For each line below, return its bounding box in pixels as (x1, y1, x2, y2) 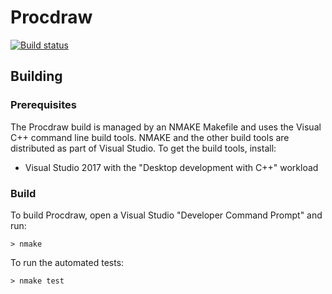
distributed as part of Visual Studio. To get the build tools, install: (10, 142, 277, 154)
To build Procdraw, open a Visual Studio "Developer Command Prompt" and (10, 209, 323, 221)
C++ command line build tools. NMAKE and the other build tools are (10, 131, 290, 143)
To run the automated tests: (10, 256, 125, 268)
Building (10, 68, 63, 85)
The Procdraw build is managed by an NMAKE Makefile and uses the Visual (10, 121, 322, 133)
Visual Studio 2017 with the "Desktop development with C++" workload (24, 161, 319, 173)
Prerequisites (10, 98, 77, 112)
